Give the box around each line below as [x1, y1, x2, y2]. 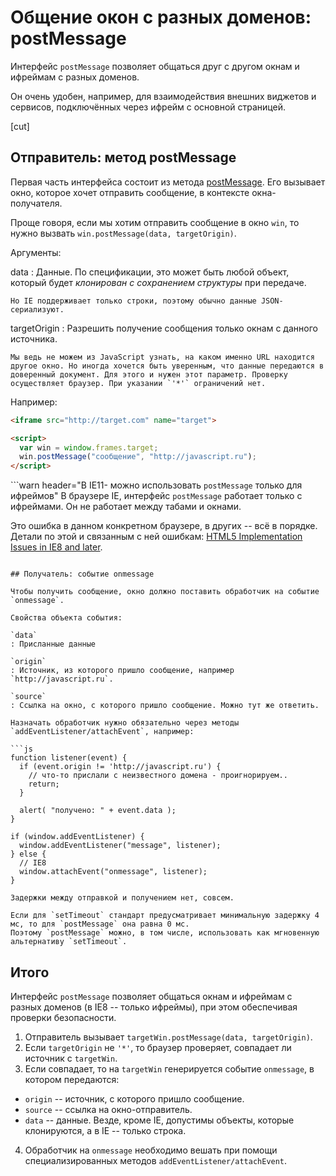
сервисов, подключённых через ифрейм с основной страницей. [10, 101, 286, 113]
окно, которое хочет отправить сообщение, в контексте [10, 186, 250, 198]
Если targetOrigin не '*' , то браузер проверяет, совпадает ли [24, 1041, 292, 1053]
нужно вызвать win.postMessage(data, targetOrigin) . [10, 227, 237, 239]
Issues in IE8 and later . [10, 541, 103, 553]
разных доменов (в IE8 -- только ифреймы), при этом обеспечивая [10, 1001, 298, 1013]
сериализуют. [10, 304, 65, 315]
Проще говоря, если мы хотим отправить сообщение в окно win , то [10, 216, 300, 228]
